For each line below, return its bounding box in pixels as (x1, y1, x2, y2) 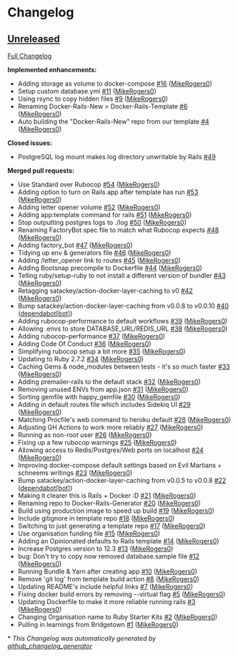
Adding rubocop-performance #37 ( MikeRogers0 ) (17, 332, 166, 340)
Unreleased (7, 33, 61, 45)
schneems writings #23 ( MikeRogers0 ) (17, 468, 133, 477)
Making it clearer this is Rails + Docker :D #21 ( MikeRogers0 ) (17, 491, 197, 500)
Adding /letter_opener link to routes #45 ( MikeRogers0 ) (17, 256, 181, 264)
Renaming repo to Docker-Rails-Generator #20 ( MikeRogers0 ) (17, 499, 202, 507)
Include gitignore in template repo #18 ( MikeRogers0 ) (17, 514, 175, 522)
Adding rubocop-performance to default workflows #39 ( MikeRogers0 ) (17, 317, 228, 325)
